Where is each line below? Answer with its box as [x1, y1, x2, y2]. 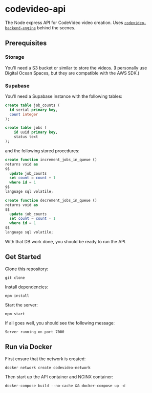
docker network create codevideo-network [5, 365, 91, 370]
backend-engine [5, 25, 36, 30]
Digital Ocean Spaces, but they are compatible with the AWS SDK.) [5, 70, 140, 76]
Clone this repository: [5, 266, 49, 272]
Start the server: [5, 302, 38, 308]
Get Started [5, 253, 41, 261]
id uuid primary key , [14, 130, 58, 135]
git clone [5, 275, 25, 280]
